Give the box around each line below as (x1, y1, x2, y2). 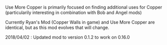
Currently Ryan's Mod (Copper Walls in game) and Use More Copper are (5, 19, 155, 25)
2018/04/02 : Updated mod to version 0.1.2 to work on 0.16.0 (5, 34, 130, 40)
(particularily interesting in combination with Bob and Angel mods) (5, 9, 142, 15)
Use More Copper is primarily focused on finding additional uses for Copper (5, 4, 162, 10)
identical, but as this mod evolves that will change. (5, 24, 109, 30)
